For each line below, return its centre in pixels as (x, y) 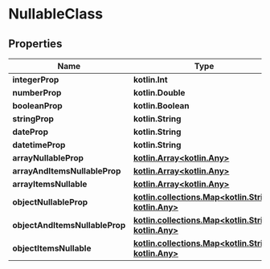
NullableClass (56, 14)
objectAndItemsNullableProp (69, 225)
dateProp (30, 132)
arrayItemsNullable (50, 184)
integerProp (36, 79)
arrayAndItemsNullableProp (67, 171)
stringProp (33, 119)
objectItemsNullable (52, 248)
